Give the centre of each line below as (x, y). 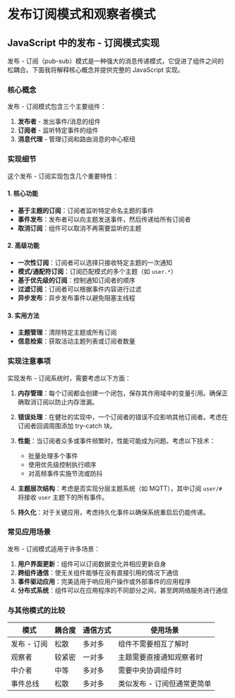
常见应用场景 (29, 532)
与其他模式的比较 (36, 610)
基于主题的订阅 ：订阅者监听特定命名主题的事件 (85, 210)
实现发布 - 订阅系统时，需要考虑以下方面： (70, 378)
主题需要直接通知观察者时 (161, 657)
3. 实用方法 (24, 315)
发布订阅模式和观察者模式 (82, 14)
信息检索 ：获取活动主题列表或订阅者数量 (76, 341)
